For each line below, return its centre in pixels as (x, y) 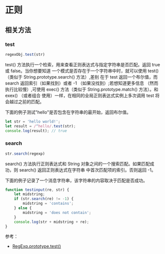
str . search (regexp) (25, 154)
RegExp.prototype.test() (37, 246)
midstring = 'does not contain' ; (57, 212)
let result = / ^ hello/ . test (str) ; (41, 126)
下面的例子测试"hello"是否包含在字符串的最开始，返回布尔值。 (68, 112)
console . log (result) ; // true (36, 131)
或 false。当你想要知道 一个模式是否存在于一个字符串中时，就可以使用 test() (82, 71)
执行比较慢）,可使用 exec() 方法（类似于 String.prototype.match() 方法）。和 (82, 89)
